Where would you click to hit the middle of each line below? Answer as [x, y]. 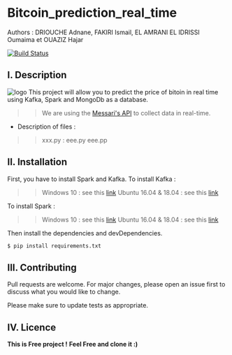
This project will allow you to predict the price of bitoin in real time [123, 92]
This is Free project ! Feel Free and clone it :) [73, 345]
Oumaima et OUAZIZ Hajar [45, 39]
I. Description [37, 75]
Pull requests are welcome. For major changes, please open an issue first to [116, 284]
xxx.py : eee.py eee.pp [74, 140]
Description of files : [46, 126]
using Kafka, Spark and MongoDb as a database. [78, 99]
